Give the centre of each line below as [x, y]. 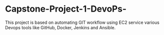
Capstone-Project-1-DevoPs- [66, 9]
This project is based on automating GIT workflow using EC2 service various [82, 22]
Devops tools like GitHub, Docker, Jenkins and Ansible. [60, 27]
